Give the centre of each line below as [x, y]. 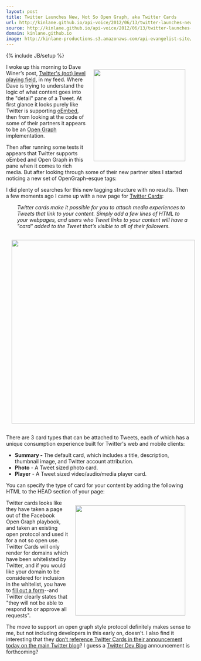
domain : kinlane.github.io [39, 34]
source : [16, 28]
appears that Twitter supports [42, 153]
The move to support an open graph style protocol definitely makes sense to [98, 627]
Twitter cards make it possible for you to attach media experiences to [101, 207]
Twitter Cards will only [33, 547]
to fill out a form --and [32, 590]
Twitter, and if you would [36, 565]
